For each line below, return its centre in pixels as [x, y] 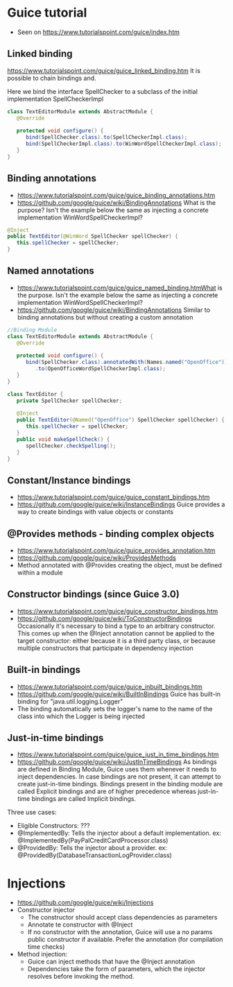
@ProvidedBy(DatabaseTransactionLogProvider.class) [94, 855]
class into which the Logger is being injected [81, 716]
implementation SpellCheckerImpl [55, 99]
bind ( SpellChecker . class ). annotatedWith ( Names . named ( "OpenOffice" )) [127, 363]
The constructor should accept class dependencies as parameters [122, 918]
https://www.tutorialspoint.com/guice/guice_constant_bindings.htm [113, 497]
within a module [40, 572]
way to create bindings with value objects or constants [95, 512]
